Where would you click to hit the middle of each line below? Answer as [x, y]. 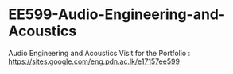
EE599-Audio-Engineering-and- [117, 15]
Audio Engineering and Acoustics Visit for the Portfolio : [99, 53]
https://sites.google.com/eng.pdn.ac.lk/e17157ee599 [94, 61]
